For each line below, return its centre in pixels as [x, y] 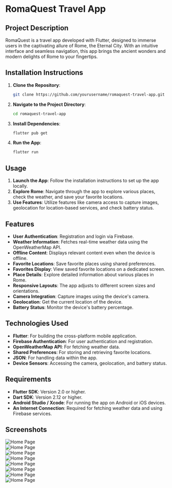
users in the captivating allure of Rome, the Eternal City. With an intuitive [82, 46]
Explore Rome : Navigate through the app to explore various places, [84, 192]
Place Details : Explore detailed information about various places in [83, 274]
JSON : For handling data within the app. [55, 358]
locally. [20, 186]
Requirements [28, 379]
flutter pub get [30, 133]
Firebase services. [32, 414]
